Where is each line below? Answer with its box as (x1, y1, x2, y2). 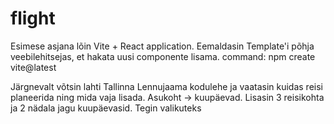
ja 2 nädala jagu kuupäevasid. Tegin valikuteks (10, 102, 202, 114)
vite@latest (10, 61, 57, 73)
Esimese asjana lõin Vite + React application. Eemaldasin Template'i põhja (10, 40, 315, 52)
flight (10, 7, 56, 30)
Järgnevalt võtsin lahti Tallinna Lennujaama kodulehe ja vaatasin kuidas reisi (10, 80, 323, 92)
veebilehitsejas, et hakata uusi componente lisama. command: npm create (10, 50, 316, 62)
